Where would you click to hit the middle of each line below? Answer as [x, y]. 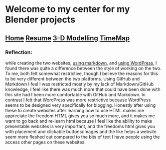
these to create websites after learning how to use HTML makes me [75, 110]
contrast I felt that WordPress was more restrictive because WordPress [78, 100]
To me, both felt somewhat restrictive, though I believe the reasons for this [82, 74]
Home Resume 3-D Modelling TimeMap [68, 38]
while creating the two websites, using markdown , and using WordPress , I [81, 63]
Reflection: [19, 52]
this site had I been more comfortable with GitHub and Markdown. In [75, 94]
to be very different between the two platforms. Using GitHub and [73, 78]
